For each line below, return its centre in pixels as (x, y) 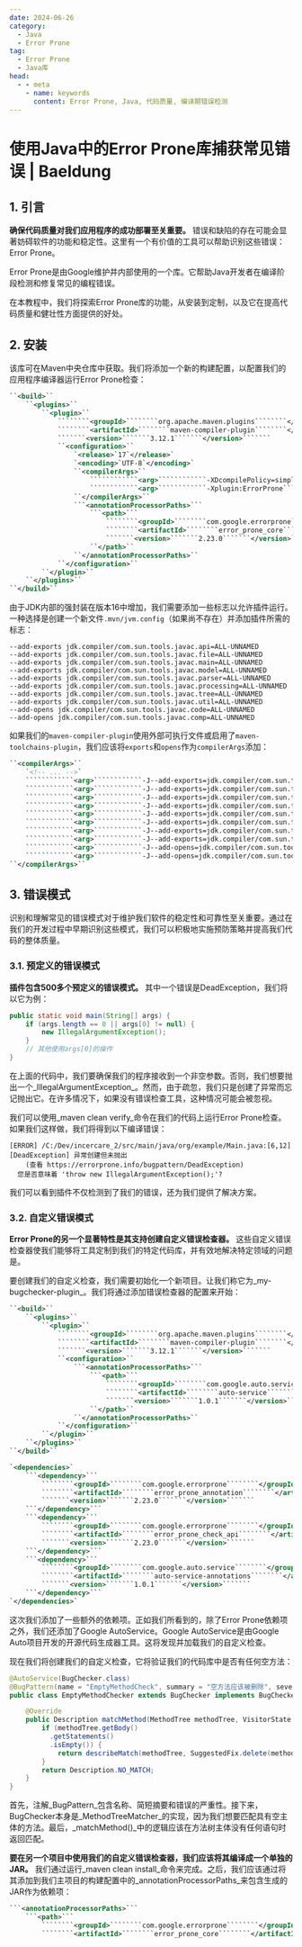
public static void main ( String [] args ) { (90, 1015)
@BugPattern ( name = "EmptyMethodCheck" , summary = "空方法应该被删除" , (141, 1687)
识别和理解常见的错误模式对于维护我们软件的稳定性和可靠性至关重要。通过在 (151, 918)
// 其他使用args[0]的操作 (69, 1050)
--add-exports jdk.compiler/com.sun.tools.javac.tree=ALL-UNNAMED (136, 694)
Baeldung (75, 171)
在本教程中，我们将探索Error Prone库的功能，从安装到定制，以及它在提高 (145, 302)
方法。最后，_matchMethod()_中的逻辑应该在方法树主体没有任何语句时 (155, 1827)
